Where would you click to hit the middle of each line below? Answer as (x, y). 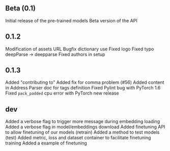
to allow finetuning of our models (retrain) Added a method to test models (82, 132)
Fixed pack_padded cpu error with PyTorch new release (62, 93)
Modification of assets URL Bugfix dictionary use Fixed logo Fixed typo (80, 49)
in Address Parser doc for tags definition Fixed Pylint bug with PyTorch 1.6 (83, 88)
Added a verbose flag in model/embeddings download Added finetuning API (85, 127)
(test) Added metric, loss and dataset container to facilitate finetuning (78, 138)
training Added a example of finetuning (46, 143)
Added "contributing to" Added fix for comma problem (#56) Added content (85, 82)
